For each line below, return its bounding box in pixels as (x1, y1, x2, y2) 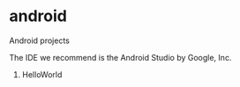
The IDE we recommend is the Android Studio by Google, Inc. (9, 52, 232, 62)
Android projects (9, 35, 71, 46)
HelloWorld (21, 69, 63, 80)
